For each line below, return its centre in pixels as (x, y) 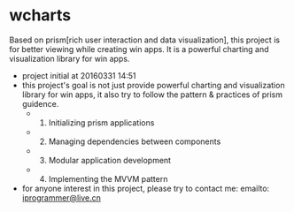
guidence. (40, 103)
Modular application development (109, 160)
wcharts (40, 15)
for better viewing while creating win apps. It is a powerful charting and (139, 49)
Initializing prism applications (101, 122)
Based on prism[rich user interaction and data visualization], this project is (145, 40)
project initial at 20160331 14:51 (79, 75)
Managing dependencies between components (135, 141)
